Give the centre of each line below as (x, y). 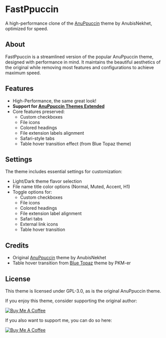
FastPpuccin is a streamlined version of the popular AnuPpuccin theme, (79, 57)
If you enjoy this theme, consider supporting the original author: (71, 301)
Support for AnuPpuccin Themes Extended (58, 106)
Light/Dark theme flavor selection (47, 181)
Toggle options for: (32, 192)
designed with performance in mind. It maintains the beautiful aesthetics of (83, 62)
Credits (17, 245)
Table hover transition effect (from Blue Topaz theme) (76, 144)
